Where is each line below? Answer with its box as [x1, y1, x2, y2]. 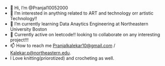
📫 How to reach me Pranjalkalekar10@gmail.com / [10, 43, 116, 48]
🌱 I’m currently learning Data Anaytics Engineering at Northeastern [10, 21, 148, 27]
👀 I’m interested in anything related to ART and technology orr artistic [10, 10, 153, 16]
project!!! [10, 37, 29, 43]
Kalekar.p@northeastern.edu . [10, 50, 71, 55]
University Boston [10, 26, 47, 32]
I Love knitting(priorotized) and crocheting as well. [10, 55, 115, 61]
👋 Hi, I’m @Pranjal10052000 [10, 5, 68, 11]
